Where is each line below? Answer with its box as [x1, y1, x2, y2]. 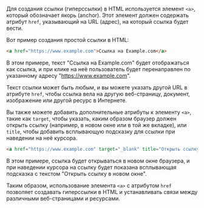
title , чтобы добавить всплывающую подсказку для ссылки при [6, 128, 175, 135]
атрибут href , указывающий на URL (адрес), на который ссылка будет [6, 18, 189, 25]
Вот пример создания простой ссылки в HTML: [6, 36, 129, 43]
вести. [6, 24, 23, 32]
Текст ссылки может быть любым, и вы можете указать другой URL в [6, 83, 188, 91]
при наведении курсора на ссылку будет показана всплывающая [6, 164, 177, 171]
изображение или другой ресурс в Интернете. [6, 97, 127, 104]
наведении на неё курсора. [6, 134, 78, 142]
